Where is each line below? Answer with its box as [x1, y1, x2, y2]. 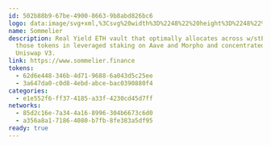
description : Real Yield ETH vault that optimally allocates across [8, 34, 244, 43]
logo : [8, 19, 27, 27]
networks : [8, 101, 42, 110]
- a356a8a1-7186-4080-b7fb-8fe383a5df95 [15, 117, 153, 125]
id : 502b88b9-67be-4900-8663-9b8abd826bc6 [8, 11, 153, 20]
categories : [8, 86, 48, 95]
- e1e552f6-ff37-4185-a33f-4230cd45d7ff [15, 94, 153, 102]
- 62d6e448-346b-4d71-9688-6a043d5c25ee [15, 72, 153, 80]
